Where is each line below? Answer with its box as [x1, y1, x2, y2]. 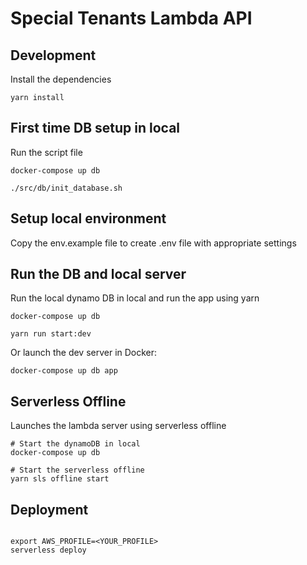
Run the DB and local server [10, 266, 187, 283]
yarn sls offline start [10, 474, 110, 484]
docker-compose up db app [10, 366, 118, 376]
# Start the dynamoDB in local [10, 439, 141, 449]
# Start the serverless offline [10, 465, 145, 476]
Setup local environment [10, 210, 167, 227]
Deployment [10, 501, 89, 518]
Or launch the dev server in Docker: [10, 347, 158, 359]
